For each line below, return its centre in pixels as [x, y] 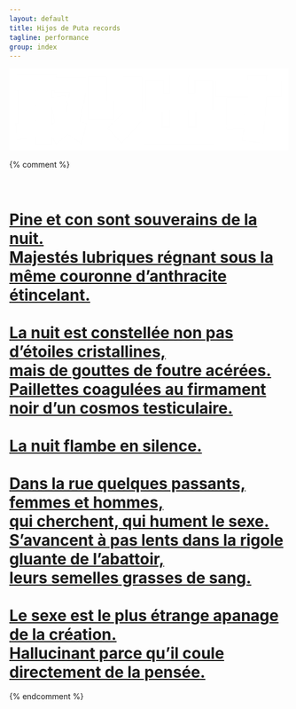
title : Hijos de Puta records [65, 28]
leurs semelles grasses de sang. [130, 578]
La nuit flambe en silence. [105, 446]
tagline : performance [49, 37]
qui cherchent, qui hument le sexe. [140, 521]
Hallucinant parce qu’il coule [117, 653]
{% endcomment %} [47, 697]
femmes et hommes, [86, 502]
